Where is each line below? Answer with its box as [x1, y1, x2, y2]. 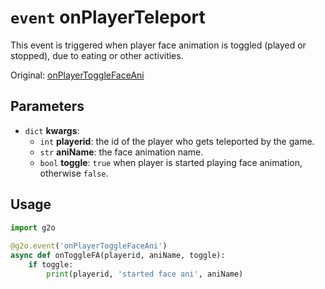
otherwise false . [39, 167, 109, 179]
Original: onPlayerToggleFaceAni [10, 69, 145, 81]
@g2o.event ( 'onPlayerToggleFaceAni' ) [10, 241, 168, 251]
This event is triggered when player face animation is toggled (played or [10, 39, 307, 51]
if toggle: [28, 260, 74, 270]
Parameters [10, 98, 85, 115]
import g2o [10, 222, 56, 233]
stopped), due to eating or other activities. [10, 49, 184, 61]
